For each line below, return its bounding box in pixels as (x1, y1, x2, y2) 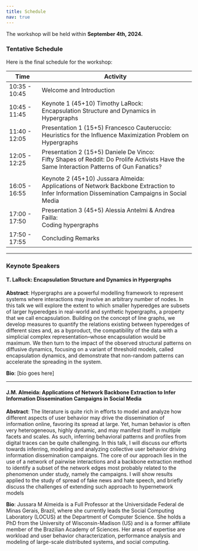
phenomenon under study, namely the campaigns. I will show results (6, 471, 173, 478)
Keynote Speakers (6, 262, 60, 270)
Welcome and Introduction (41, 86, 115, 94)
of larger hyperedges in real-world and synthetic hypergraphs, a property (6, 308, 184, 315)
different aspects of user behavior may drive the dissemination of (6, 414, 165, 421)
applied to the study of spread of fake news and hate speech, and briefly (6, 477, 183, 484)
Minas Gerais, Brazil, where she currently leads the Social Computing (6, 507, 174, 514)
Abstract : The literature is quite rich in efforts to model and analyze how (6, 408, 181, 415)
